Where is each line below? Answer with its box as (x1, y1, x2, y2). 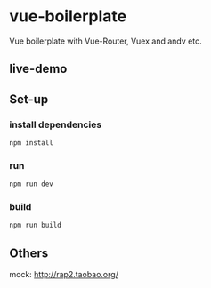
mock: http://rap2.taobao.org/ (9, 269, 118, 280)
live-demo (9, 61, 68, 76)
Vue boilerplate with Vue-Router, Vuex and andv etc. (9, 36, 202, 46)
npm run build (9, 220, 62, 230)
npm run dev (9, 180, 53, 188)
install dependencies (9, 118, 102, 131)
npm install (9, 139, 53, 148)
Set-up (9, 92, 49, 107)
